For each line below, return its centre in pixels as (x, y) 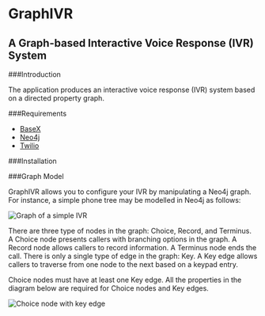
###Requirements (38, 113)
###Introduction (35, 74)
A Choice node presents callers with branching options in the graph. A (123, 239)
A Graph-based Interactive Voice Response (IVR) (131, 43)
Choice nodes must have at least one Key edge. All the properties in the (125, 280)
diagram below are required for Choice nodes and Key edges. (109, 288)
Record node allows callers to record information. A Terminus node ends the (132, 247)
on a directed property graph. (57, 98)
